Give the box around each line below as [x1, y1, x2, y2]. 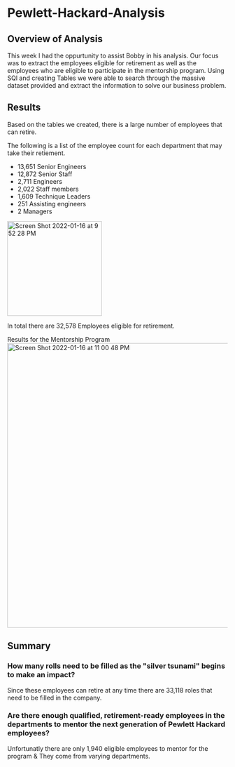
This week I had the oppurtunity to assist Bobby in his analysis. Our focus [7, 51, 219, 60]
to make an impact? [7, 670, 76, 680]
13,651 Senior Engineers [17, 162, 87, 171]
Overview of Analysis [7, 33, 104, 45]
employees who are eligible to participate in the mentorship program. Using [7, 67, 225, 74]
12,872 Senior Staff [17, 170, 73, 178]
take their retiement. [7, 149, 66, 157]
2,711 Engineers [17, 177, 63, 185]
